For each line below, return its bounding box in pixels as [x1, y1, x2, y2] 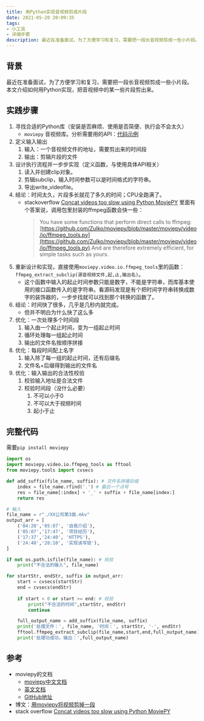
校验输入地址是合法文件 [24, 377, 83, 384]
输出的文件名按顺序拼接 [24, 339, 83, 346]
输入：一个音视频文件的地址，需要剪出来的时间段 [24, 145, 147, 152]
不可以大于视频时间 [33, 399, 82, 407]
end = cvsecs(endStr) [17, 584, 72, 591]
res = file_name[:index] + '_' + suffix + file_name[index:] [17, 489, 175, 495]
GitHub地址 [24, 693, 53, 700]
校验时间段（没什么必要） [24, 384, 89, 391]
